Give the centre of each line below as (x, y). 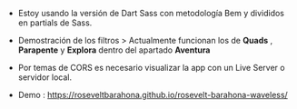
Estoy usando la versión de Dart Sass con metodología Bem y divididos (151, 13)
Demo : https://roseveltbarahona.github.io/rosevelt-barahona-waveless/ (153, 95)
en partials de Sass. (55, 23)
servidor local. (45, 77)
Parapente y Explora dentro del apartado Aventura (114, 50)
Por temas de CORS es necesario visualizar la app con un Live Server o (151, 68)
